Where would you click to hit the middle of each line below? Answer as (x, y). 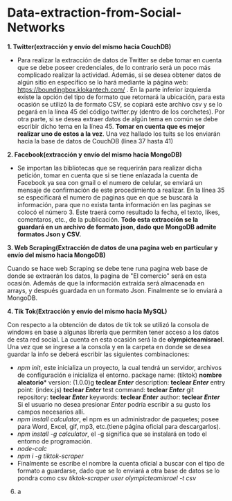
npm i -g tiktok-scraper (51, 456)
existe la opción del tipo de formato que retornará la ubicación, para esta (121, 97)
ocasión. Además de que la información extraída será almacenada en (106, 283)
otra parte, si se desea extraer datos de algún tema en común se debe (117, 118)
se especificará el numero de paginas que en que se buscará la (108, 197)
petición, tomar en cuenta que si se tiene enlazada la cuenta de (108, 175)
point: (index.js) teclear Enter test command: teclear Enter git (105, 389)
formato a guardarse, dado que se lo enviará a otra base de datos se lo (118, 471)
